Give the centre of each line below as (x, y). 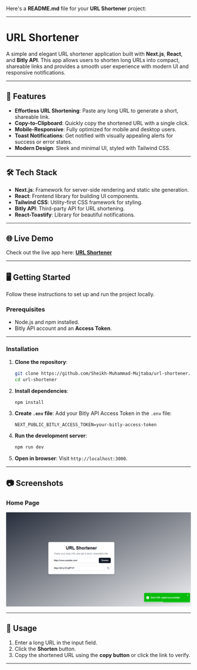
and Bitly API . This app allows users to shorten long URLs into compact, (93, 60)
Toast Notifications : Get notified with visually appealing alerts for (94, 135)
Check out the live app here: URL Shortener (59, 253)
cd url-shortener (36, 380)
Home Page (23, 502)
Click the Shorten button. (45, 649)
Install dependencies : (41, 391)
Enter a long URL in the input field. (56, 642)
